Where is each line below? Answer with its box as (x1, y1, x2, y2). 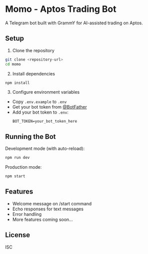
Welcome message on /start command (12, 200, 92, 206)
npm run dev (5, 155, 30, 160)
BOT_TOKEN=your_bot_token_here (12, 119, 77, 124)
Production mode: (5, 164, 42, 170)
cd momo (5, 62, 21, 66)
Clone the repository (12, 47, 55, 53)
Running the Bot (5, 132, 56, 141)
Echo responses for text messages (12, 206, 83, 212)
